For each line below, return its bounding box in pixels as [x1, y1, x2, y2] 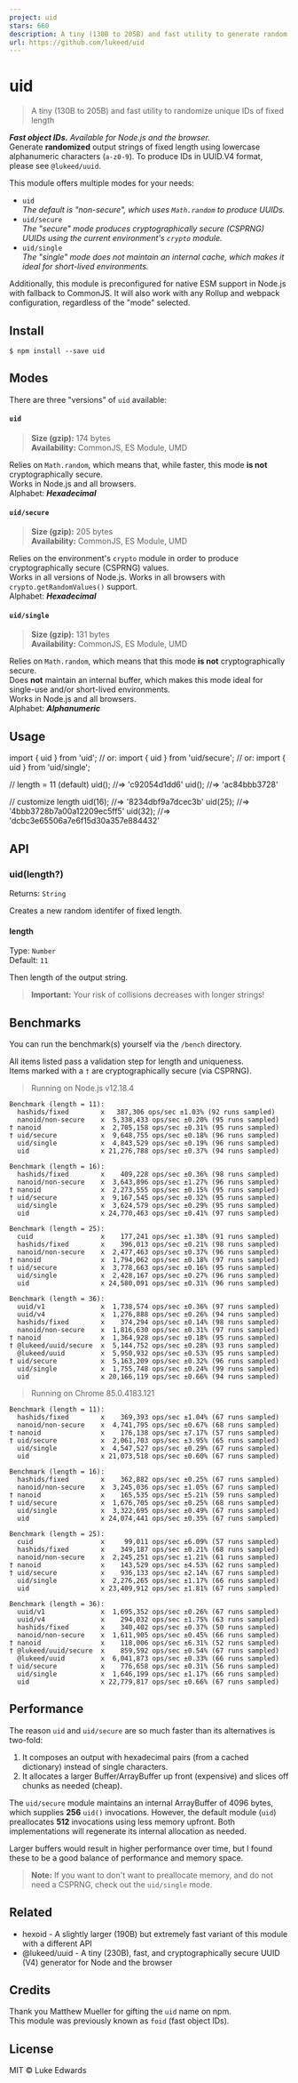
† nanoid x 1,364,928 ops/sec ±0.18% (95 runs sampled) [9, 1333, 279, 1342]
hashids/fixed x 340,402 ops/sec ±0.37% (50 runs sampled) [17, 1622, 279, 1632]
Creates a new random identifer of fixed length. [9, 905, 183, 916]
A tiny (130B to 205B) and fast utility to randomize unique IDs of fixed [30, 106, 284, 117]
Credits [9, 1982, 51, 1998]
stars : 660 [9, 21, 50, 30]
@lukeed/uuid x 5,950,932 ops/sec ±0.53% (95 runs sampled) [17, 1348, 279, 1357]
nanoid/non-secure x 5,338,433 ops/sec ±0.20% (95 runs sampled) [17, 1115, 279, 1124]
